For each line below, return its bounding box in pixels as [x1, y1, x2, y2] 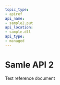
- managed [5, 39, 25, 43]
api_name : [5, 16, 25, 21]
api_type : [5, 34, 25, 39]
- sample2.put [5, 20, 34, 26]
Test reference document [5, 75, 55, 81]
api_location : [5, 25, 34, 30]
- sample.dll [5, 29, 31, 34]
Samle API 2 [5, 59, 54, 70]
